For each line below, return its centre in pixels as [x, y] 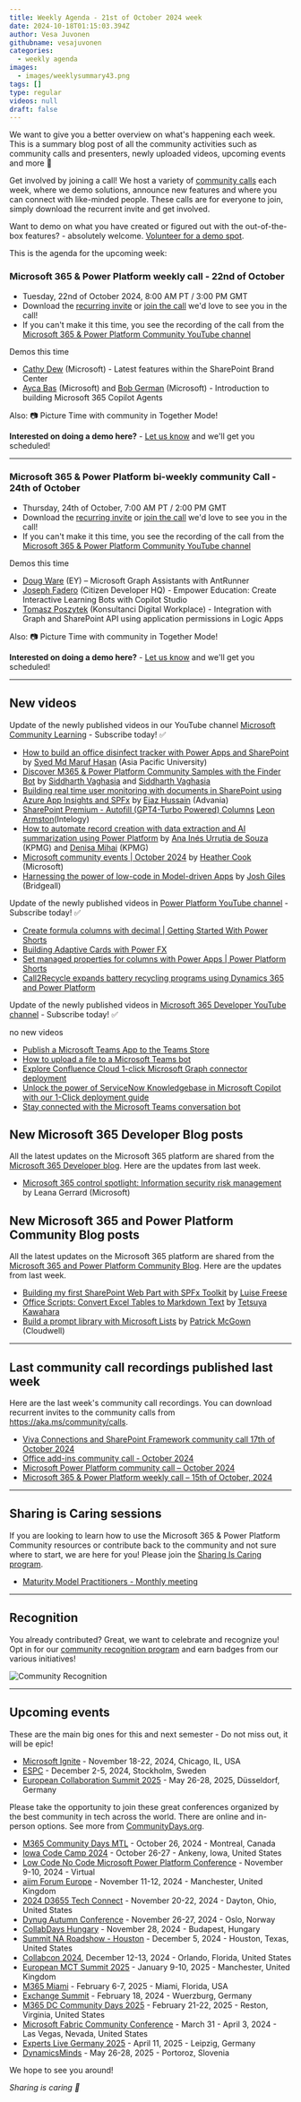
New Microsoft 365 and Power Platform [121, 1220]
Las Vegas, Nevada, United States [85, 2033]
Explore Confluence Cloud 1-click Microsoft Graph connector [135, 1068]
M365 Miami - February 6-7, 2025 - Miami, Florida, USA [125, 1986]
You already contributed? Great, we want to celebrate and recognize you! [144, 1639]
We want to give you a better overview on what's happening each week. [142, 134]
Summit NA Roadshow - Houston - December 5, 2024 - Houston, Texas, [155, 1938]
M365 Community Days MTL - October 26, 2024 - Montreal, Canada [149, 1843]
